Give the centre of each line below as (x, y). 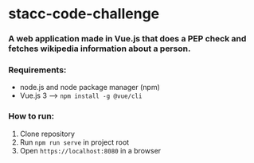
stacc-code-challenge (84, 14)
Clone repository (47, 134)
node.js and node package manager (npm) (90, 87)
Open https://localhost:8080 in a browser (90, 150)
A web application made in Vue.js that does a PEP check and (127, 39)
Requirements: (37, 70)
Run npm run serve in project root (74, 142)
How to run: (31, 116)
